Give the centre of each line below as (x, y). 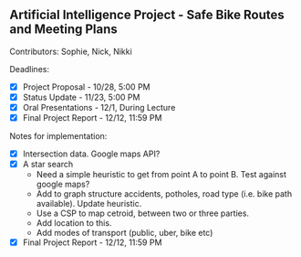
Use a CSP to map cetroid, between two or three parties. (142, 213)
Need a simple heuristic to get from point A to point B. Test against (161, 175)
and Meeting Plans (64, 30)
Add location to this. (74, 223)
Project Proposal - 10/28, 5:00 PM (86, 87)
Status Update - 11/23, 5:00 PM (81, 97)
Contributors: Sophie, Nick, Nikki (71, 51)
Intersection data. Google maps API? (91, 154)
